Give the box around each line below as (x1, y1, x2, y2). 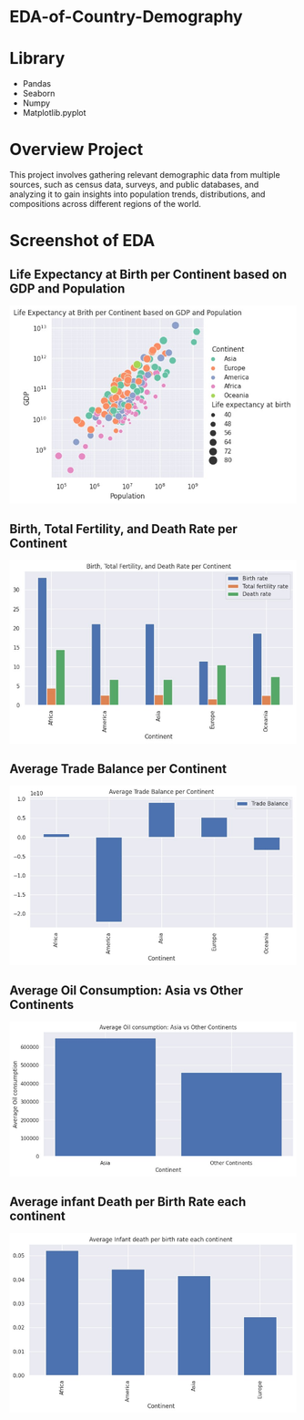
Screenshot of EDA (9, 231, 156, 252)
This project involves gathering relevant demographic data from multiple (9, 170, 280, 180)
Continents (9, 997, 75, 1013)
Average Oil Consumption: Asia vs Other (9, 983, 244, 999)
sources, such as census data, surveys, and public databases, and (9, 180, 259, 190)
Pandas (22, 78, 52, 89)
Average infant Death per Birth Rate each (9, 1194, 247, 1209)
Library (9, 48, 66, 69)
